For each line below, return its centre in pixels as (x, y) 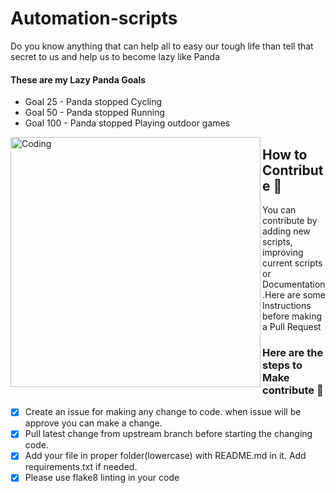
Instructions (287, 305)
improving (283, 252)
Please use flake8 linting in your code (102, 478)
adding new (286, 231)
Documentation (294, 284)
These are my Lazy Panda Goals (78, 79)
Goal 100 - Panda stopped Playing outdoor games (127, 123)
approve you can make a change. (93, 423)
